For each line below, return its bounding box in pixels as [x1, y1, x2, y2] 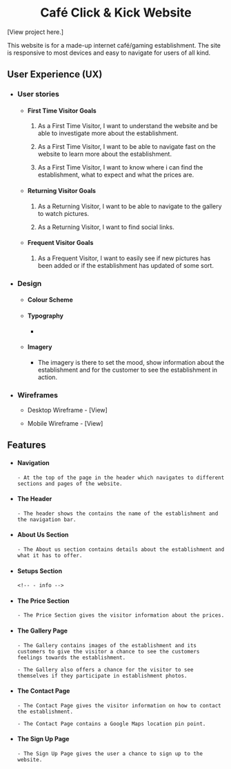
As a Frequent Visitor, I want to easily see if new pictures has [37, 254, 211, 262]
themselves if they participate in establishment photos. [17, 672, 188, 679]
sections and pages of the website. [17, 480, 123, 487]
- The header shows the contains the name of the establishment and [17, 510, 219, 517]
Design [17, 278, 42, 288]
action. [37, 372, 57, 381]
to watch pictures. [37, 209, 90, 217]
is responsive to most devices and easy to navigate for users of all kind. [7, 48, 211, 57]
